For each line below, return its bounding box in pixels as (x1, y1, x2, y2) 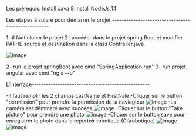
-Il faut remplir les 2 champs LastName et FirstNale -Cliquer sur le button (6, 92, 183, 99)
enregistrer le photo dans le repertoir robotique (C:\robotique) (6, 117, 156, 124)
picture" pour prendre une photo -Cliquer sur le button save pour (6, 111, 185, 118)
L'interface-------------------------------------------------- (6, 81, 150, 88)
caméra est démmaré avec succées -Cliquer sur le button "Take (6, 105, 183, 111)
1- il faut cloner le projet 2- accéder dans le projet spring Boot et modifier (6, 34, 183, 41)
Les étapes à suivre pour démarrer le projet (6, 16, 111, 23)
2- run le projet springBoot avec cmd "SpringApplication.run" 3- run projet (6, 63, 186, 70)
